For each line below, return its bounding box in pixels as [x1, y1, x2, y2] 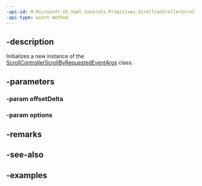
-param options [6, 111, 53, 119]
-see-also [6, 150, 44, 160]
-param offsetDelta [6, 95, 64, 103]
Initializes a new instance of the [6, 52, 84, 60]
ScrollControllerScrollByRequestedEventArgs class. [6, 59, 133, 66]
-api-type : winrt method [6, 14, 69, 20]
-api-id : [6, 8, 28, 15]
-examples [6, 170, 47, 181]
